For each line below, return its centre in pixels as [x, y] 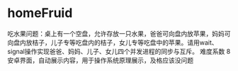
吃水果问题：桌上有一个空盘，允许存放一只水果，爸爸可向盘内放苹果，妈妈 [116, 33]
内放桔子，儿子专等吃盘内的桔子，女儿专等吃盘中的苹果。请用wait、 [119, 42]
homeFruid [40, 13]
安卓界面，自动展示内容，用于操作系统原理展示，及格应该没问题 [100, 60]
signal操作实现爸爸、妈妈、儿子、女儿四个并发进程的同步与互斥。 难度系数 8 [119, 51]
